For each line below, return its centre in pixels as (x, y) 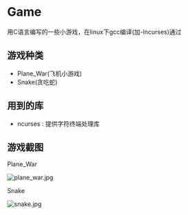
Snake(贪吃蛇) (37, 82)
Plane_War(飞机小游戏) (50, 73)
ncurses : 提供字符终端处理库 (58, 124)
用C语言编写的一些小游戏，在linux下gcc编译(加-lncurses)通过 (94, 32)
